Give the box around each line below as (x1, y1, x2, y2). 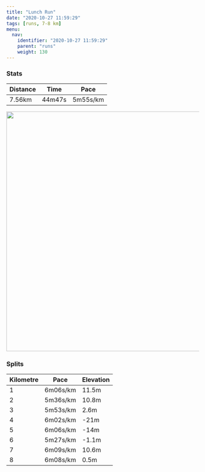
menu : (6, 26, 20, 33)
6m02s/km (44, 416, 76, 424)
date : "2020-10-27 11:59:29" (6, 15, 81, 21)
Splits (6, 360, 24, 368)
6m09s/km (44, 446, 76, 454)
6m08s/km (44, 455, 76, 464)
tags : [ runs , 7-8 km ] (6, 20, 62, 26)
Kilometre (9, 376, 39, 384)
